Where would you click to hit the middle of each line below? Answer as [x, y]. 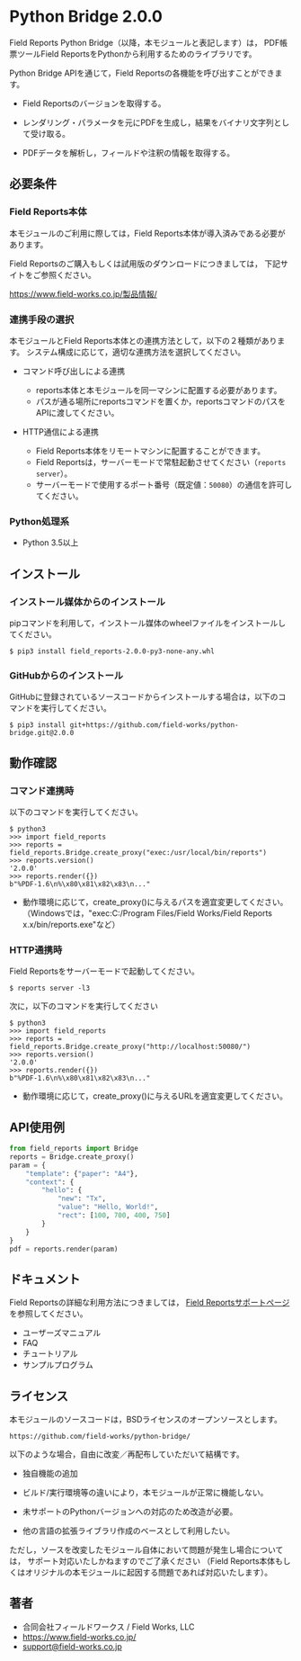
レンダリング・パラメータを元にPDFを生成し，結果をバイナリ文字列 [148, 122]
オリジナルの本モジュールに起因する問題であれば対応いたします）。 [148, 1572]
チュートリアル [50, 1354]
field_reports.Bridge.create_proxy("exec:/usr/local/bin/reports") [138, 852]
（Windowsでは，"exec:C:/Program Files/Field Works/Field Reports [147, 913]
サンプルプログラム [58, 1365]
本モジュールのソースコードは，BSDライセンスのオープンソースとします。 [146, 1419]
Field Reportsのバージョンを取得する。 [94, 103]
